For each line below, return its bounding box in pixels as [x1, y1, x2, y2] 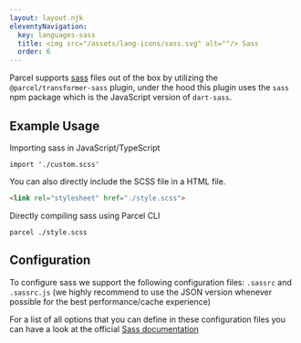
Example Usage [9, 118, 100, 133]
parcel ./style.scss [9, 227, 88, 237]
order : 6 [17, 47, 51, 57]
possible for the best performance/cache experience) [9, 296, 212, 307]
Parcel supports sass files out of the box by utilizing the [9, 72, 219, 83]
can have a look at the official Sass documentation [9, 323, 199, 334]
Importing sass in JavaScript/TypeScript [9, 142, 161, 153]
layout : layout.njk [9, 13, 84, 23]
